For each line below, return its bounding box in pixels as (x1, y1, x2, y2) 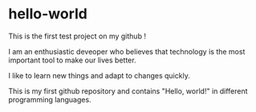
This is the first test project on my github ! (8, 31, 147, 41)
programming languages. (8, 94, 91, 104)
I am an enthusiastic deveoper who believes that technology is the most (8, 46, 246, 56)
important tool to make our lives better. (8, 55, 136, 65)
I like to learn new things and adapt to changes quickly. (8, 70, 190, 80)
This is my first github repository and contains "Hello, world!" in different (8, 86, 248, 96)
